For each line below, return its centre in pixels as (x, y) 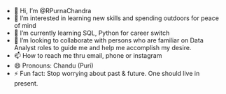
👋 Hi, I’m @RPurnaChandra (52, 11)
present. (26, 83)
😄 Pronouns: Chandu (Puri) (54, 65)
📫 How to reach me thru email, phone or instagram (88, 55)
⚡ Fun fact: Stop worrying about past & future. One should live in (107, 73)
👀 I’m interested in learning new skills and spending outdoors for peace (116, 18)
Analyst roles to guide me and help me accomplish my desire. (103, 48)
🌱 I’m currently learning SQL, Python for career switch (92, 33)
